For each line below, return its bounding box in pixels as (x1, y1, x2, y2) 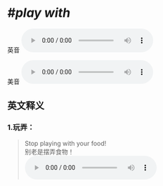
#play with (7, 5, 71, 21)
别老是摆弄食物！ (24, 147, 74, 156)
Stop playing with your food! (24, 139, 107, 147)
